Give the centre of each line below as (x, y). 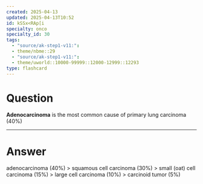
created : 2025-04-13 (32, 12)
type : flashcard (27, 68)
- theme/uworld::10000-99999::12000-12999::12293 (75, 62)
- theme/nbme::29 (34, 51)
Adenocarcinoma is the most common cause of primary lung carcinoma (96, 115)
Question (30, 98)
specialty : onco (27, 29)
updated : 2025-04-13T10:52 (40, 18)
